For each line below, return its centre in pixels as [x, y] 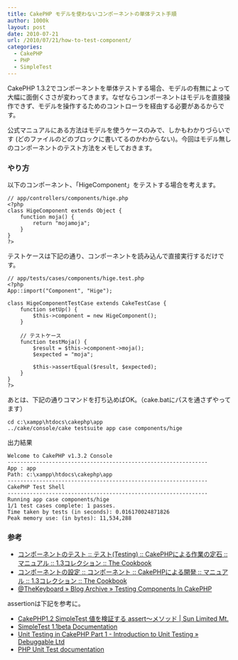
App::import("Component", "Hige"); [60, 290]
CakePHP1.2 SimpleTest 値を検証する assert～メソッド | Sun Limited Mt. [123, 619]
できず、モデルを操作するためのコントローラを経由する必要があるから [116, 106]
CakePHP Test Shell [36, 487]
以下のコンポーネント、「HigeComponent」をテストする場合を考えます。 [113, 184]
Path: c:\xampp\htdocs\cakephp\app [60, 474]
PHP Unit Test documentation [61, 649]
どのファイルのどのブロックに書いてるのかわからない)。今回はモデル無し [124, 139]
